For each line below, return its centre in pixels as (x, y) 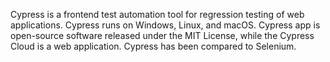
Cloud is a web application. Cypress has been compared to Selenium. (153, 46)
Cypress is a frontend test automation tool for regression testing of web (157, 14)
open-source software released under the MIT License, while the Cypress (162, 35)
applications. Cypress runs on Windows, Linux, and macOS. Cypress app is (165, 25)
